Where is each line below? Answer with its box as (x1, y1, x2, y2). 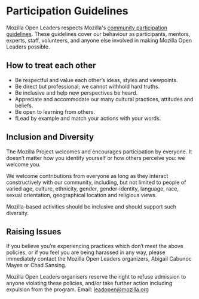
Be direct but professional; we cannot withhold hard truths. (14, 83, 160, 90)
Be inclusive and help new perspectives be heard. (14, 89, 138, 96)
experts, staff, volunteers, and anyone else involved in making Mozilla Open (6, 37, 192, 44)
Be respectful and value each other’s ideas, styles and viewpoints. (14, 76, 178, 83)
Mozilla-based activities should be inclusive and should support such (6, 203, 176, 210)
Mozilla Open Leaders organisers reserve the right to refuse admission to (6, 273, 186, 280)
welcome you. (6, 161, 41, 168)
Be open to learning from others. (14, 108, 96, 115)
